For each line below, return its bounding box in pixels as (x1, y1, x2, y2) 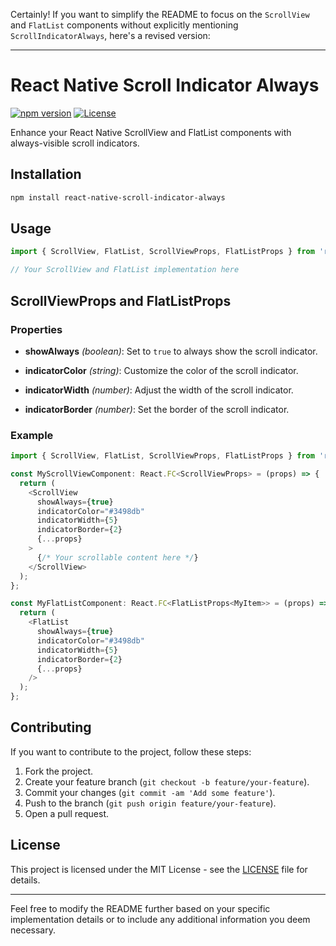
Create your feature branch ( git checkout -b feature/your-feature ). (24, 775, 310, 788)
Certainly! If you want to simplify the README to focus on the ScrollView (10, 9, 310, 20)
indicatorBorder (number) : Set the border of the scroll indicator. (24, 403, 290, 415)
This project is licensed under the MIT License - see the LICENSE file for (10, 863, 308, 875)
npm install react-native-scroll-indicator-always (10, 192, 226, 203)
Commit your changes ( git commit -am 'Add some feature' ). (24, 786, 276, 798)
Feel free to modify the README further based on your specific (10, 902, 271, 914)
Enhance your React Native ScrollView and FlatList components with (10, 126, 292, 138)
